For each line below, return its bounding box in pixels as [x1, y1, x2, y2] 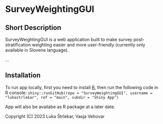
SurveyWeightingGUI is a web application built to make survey [5, 36, 133, 42]
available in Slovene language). [5, 47, 69, 53]
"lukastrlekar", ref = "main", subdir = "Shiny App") [5, 95, 119, 100]
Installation [5, 71, 41, 80]
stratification [5, 42, 31, 48]
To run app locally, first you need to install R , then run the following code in [5, 84, 159, 90]
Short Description [5, 23, 62, 32]
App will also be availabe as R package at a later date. [5, 104, 115, 110]
